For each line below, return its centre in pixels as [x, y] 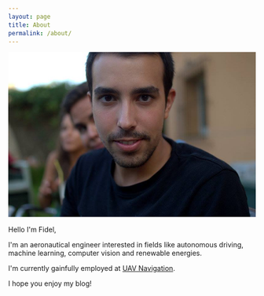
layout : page [29, 16]
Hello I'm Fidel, [32, 229]
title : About [29, 25]
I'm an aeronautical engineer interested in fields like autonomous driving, [126, 244]
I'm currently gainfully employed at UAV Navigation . [92, 268]
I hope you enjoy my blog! [50, 283]
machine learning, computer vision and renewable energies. [105, 253]
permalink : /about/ [40, 33]
